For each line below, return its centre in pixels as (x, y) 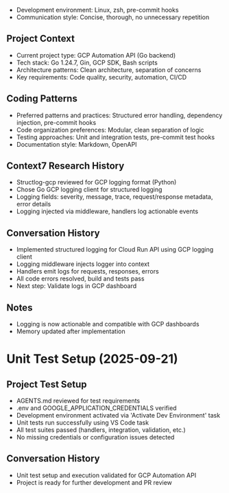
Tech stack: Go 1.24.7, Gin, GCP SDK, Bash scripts (87, 62)
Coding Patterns (42, 99)
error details (34, 204)
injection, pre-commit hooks (56, 122)
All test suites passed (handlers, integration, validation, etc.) (101, 430)
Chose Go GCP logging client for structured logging (89, 190)
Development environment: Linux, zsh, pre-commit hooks (97, 10)
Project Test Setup (47, 384)
